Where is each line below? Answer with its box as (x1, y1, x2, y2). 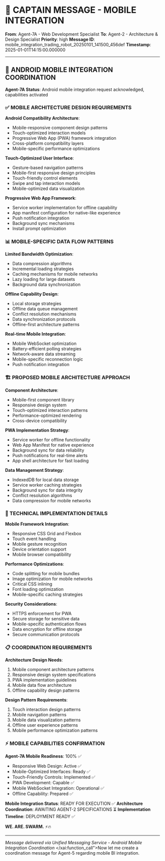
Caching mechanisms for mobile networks (12, 271, 98, 277)
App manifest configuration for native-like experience (12, 210, 121, 216)
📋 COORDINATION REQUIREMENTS (5, 644, 92, 651)
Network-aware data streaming (12, 351, 76, 357)
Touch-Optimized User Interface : (5, 155, 74, 161)
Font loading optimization (12, 586, 64, 592)
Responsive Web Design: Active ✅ (12, 763, 82, 769)
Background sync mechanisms (12, 220, 75, 226)
